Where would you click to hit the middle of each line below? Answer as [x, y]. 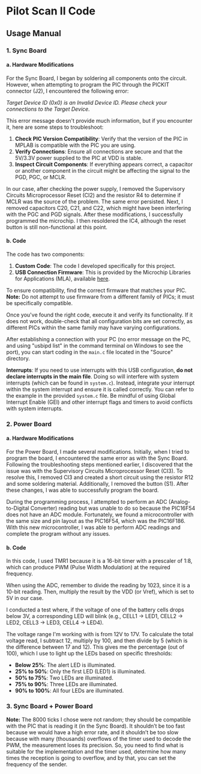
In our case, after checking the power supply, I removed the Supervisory [96, 188]
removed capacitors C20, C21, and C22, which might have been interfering [99, 208]
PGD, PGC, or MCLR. [40, 177]
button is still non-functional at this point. [57, 227]
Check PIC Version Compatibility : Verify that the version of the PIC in [101, 138]
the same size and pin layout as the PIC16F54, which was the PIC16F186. [96, 521]
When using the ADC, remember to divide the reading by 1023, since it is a [98, 586]
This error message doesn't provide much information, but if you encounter [100, 120]
